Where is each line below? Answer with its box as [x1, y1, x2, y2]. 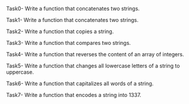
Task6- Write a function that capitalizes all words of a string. [6, 80, 154, 87]
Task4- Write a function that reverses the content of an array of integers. [6, 51, 184, 58]
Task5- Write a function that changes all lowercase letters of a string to [6, 62, 180, 69]
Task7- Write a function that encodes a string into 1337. [6, 92, 141, 98]
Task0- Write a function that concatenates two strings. [6, 5, 140, 12]
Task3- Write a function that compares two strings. [6, 40, 131, 46]
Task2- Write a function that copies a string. [6, 28, 114, 35]
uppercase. [6, 69, 34, 76]
